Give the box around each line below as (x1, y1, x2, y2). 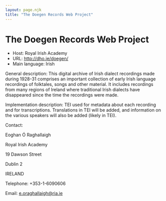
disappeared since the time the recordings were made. (5, 92, 119, 98)
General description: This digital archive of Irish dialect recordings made (5, 71, 155, 77)
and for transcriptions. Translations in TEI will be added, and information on (5, 107, 161, 113)
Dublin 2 (5, 161, 23, 167)
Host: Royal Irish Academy (12, 50, 67, 56)
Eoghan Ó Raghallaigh (5, 132, 51, 138)
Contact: (5, 122, 24, 128)
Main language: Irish (12, 61, 55, 67)
